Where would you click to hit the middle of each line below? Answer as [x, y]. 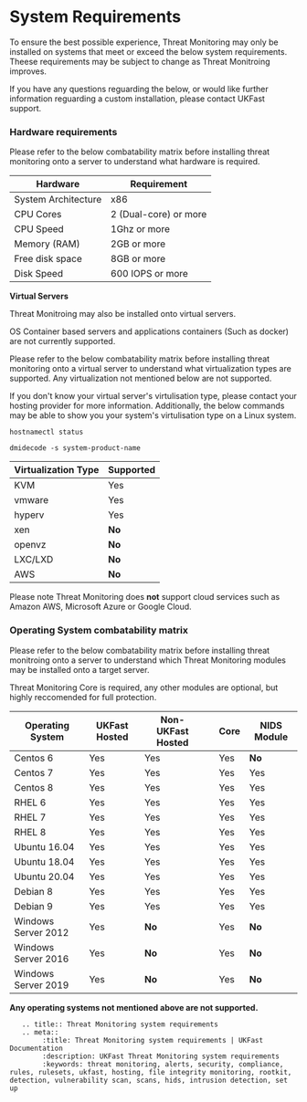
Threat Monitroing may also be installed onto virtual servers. [123, 314]
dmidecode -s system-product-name [75, 448]
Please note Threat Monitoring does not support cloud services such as [145, 597]
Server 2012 [42, 932]
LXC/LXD [34, 560]
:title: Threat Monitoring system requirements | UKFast [153, 1040]
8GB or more [138, 259]
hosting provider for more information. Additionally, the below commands [147, 406]
